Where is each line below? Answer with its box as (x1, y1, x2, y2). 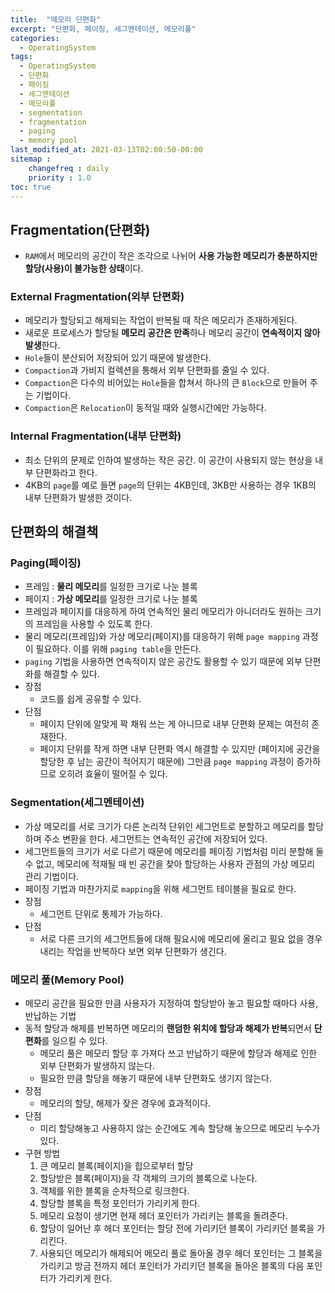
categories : (10, 33, 60, 43)
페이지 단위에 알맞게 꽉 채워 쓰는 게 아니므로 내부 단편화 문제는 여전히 (39, 718, 310, 730)
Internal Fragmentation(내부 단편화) (10, 429, 182, 443)
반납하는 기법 (24, 1010, 77, 1022)
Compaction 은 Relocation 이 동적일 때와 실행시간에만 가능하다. (24, 402, 267, 414)
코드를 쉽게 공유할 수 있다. (39, 693, 142, 705)
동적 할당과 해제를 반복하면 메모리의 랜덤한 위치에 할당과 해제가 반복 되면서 (24, 1022, 312, 1035)
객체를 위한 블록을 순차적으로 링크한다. (39, 1185, 190, 1197)
